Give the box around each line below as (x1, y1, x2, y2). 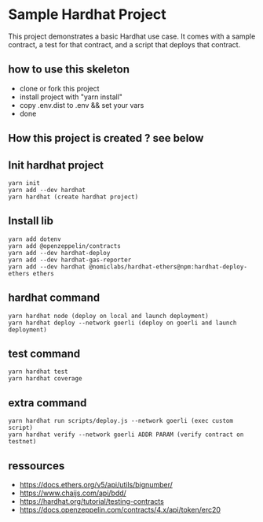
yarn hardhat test (8, 368, 68, 376)
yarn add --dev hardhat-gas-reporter (8, 256, 132, 264)
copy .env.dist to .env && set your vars (19, 100, 144, 109)
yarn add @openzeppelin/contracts (8, 242, 122, 250)
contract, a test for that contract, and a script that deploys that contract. (8, 39, 241, 49)
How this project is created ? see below (8, 131, 204, 145)
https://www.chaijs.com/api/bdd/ (19, 488, 127, 498)
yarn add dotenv (8, 235, 61, 243)
